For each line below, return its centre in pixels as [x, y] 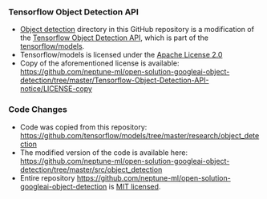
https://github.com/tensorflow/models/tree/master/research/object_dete [140, 135]
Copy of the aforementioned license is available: [99, 63]
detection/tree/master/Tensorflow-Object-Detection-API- [114, 80]
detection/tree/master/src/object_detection [91, 169]
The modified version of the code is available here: [104, 152]
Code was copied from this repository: [83, 127]
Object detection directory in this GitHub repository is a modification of [137, 30]
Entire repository [47, 177]
